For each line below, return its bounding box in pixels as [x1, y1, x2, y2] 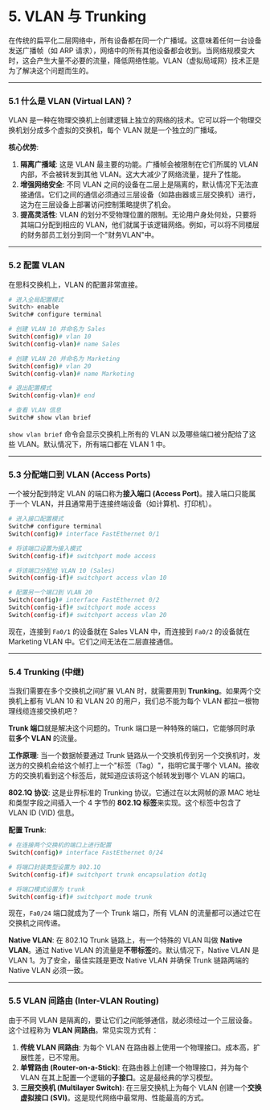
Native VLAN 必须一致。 [8, 966, 88, 975]
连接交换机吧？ [29, 706, 79, 716]
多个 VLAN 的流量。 [15, 734, 82, 743]
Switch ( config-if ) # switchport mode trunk [8, 893, 153, 901]
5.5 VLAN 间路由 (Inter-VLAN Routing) [8, 996, 159, 1007]
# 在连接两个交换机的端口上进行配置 [8, 841, 112, 850]
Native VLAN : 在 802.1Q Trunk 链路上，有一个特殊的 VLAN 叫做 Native [8, 935, 243, 945]
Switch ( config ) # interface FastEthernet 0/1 [8, 529, 160, 538]
